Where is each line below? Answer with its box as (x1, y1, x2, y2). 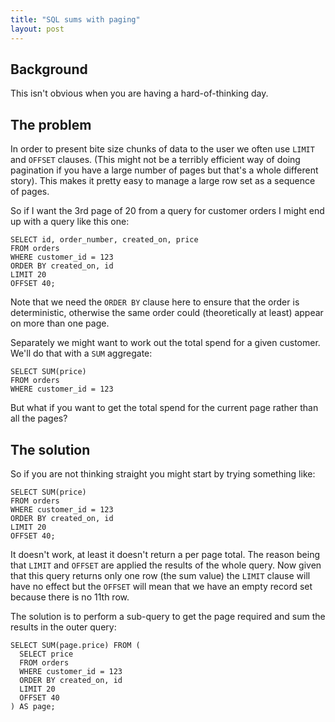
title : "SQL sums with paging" (10, 14, 141, 25)
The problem (10, 116, 92, 133)
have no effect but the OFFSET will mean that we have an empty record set (10, 580, 313, 592)
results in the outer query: (10, 621, 117, 633)
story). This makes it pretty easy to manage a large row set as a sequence (10, 175, 316, 187)
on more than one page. (10, 317, 110, 330)
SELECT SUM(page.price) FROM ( (10, 640, 141, 650)
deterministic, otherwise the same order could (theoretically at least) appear (10, 307, 324, 319)
